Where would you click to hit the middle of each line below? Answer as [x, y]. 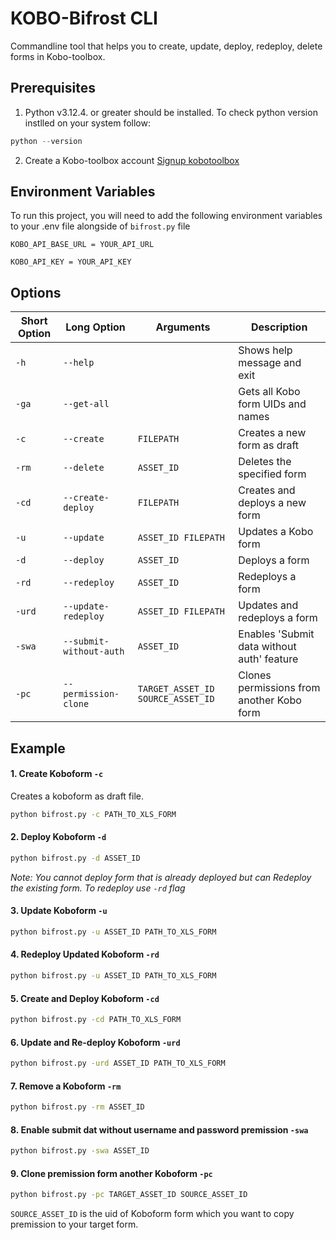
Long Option [95, 327]
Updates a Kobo [276, 532]
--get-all [86, 404]
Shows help [265, 350]
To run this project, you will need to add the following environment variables [166, 216]
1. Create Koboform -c [57, 774]
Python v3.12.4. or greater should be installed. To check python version [171, 112]
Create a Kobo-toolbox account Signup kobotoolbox [132, 160]
